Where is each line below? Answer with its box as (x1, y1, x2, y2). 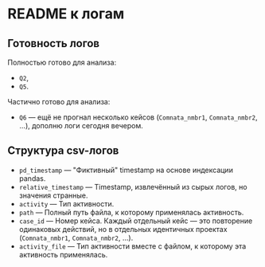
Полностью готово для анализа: (7, 57, 117, 67)
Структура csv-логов (7, 144, 119, 158)
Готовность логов (7, 37, 100, 50)
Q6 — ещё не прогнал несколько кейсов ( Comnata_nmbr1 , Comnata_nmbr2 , (18, 112, 258, 122)
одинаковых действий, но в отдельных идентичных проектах (18, 224, 228, 234)
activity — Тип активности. (18, 198, 115, 208)
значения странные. (18, 190, 88, 200)
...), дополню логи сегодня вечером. (18, 121, 144, 130)
